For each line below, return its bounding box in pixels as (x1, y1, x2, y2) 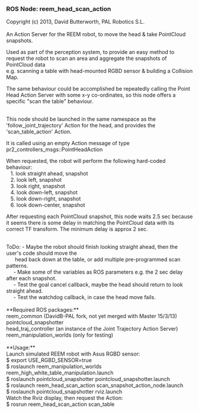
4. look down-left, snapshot (10, 189, 78, 196)
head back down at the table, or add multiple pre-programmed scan (14, 256, 181, 263)
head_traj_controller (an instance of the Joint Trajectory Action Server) (6, 325, 178, 332)
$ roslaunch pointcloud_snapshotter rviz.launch (6, 388, 123, 395)
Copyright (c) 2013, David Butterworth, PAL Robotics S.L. (6, 18, 145, 25)
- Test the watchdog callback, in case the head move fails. (13, 294, 156, 301)
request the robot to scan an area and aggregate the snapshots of (6, 55, 167, 62)
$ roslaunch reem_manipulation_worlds (6, 363, 102, 370)
